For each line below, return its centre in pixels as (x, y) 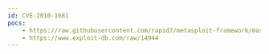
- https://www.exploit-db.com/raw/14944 (90, 38)
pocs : (16, 23)
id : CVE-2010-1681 (38, 15)
